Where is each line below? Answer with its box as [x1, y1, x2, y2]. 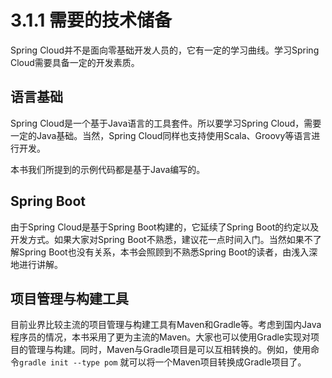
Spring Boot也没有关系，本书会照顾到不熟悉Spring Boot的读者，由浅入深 [18, 246, 318, 258]
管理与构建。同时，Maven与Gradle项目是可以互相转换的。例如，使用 [27, 344, 312, 356]
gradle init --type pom [19, 358, 118, 368]
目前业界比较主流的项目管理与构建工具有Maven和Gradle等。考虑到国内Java [10, 319, 322, 331]
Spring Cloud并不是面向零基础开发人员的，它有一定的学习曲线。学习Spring [10, 44, 320, 56]
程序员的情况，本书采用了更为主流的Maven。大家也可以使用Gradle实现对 [10, 331, 312, 343]
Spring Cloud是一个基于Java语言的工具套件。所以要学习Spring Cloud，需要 [10, 117, 322, 129]
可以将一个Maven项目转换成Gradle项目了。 [128, 356, 307, 368]
